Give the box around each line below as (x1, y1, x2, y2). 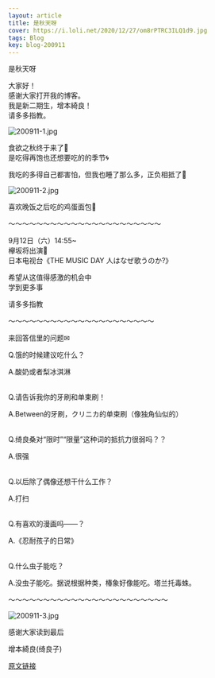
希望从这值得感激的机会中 (8, 273, 92, 282)
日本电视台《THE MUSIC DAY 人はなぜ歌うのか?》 (8, 256, 173, 265)
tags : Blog (8, 33, 44, 42)
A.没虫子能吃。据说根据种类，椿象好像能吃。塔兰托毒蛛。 (8, 578, 196, 588)
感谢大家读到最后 (8, 627, 64, 637)
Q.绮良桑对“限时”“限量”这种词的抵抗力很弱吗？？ (8, 435, 167, 444)
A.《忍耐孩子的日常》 (8, 536, 78, 545)
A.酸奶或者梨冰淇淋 (8, 367, 71, 377)
